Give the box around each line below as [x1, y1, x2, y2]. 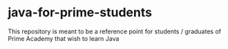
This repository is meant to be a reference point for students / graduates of [8, 27, 222, 35]
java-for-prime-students [8, 5, 153, 20]
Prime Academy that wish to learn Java [8, 34, 120, 42]
